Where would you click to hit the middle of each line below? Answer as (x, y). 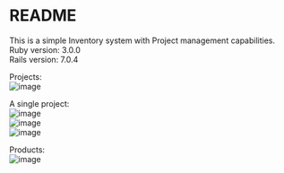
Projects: (26, 76)
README (43, 16)
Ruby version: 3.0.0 (45, 49)
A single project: (39, 103)
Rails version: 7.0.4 (44, 59)
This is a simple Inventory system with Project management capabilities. (142, 40)
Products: (27, 150)
